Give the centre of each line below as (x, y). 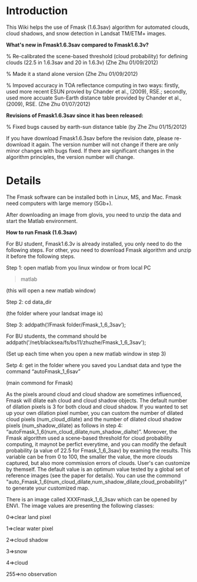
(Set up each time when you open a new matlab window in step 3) (86, 354)
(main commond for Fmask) (40, 383)
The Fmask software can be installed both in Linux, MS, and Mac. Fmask (94, 197)
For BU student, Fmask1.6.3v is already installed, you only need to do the (94, 244)
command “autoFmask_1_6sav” (43, 371)
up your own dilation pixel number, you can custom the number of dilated (95, 413)
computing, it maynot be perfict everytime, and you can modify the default (96, 444)
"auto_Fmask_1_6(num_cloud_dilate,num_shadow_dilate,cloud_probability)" (96, 481)
